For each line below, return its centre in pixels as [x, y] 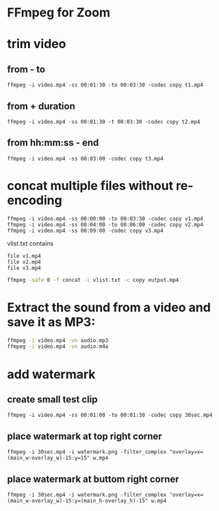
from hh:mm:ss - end [53, 143]
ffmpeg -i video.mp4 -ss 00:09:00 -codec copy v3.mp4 [86, 230]
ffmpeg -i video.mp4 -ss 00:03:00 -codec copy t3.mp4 [86, 158]
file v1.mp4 [24, 256]
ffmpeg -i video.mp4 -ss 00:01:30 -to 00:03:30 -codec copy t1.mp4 [105, 85]
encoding [35, 200]
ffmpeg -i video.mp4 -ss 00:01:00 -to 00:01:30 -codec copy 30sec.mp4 [110, 415]
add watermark [51, 374]
